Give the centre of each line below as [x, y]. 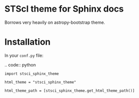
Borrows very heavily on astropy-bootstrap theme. [55, 22]
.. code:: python [20, 65]
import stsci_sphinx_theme [32, 74]
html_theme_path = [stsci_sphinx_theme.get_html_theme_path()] [70, 91]
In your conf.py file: [24, 55]
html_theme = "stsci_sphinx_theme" [40, 82]
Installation [28, 42]
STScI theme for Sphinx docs [64, 9]
